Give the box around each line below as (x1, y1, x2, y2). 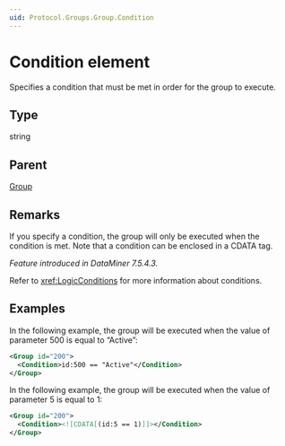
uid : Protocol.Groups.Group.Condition (9, 13, 154, 22)
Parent (9, 157, 47, 172)
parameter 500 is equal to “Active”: (9, 334, 138, 345)
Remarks (9, 207, 61, 223)
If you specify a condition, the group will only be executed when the (9, 231, 260, 241)
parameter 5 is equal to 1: (9, 394, 103, 405)
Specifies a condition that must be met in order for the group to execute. (9, 82, 276, 92)
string (9, 131, 31, 142)
